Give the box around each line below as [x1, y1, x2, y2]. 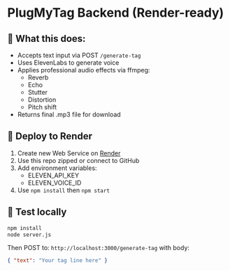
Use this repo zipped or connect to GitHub [17, 156, 140, 164]
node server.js [7, 231, 52, 238]
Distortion [27, 95, 57, 104]
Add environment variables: [17, 164, 97, 172]
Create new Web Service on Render [17, 148, 121, 157]
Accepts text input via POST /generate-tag [17, 51, 141, 59]
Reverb [27, 73, 49, 82]
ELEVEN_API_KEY [27, 171, 79, 179]
